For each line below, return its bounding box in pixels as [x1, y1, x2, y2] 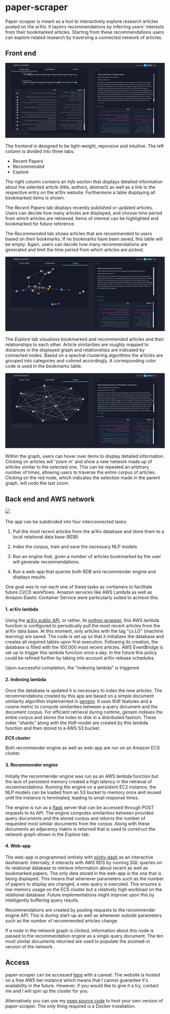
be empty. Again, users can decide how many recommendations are [5, 241, 148, 247]
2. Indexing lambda [5, 676, 47, 682]
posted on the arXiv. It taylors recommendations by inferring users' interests [5, 23, 164, 29]
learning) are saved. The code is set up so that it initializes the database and [5, 633, 164, 640]
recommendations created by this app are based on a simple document [5, 693, 154, 699]
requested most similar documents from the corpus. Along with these [5, 820, 150, 826]
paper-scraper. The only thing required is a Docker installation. [5, 1003, 136, 1009]
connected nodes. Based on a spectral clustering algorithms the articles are [5, 352, 163, 358]
